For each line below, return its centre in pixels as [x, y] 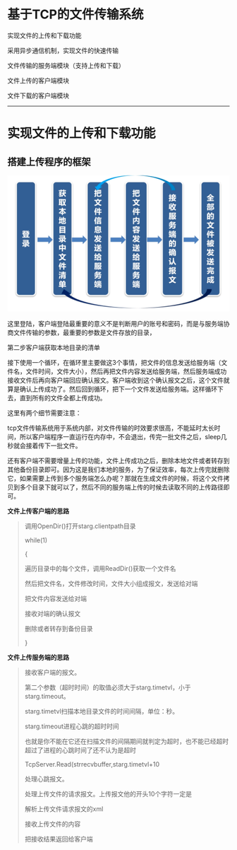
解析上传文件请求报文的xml [64, 809]
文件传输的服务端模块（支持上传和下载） [66, 65]
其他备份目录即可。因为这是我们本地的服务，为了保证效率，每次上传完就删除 [119, 470]
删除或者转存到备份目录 [59, 629]
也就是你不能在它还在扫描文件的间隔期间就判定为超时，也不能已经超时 [127, 741]
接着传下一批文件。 [54, 446]
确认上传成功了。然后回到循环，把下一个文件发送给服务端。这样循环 [118, 389]
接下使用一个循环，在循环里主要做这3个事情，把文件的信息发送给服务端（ [114, 363]
